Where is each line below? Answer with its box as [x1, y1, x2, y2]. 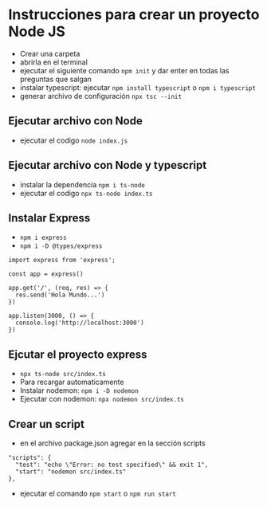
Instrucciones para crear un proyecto [8, 6, 260, 24]
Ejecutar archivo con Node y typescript [8, 159, 207, 172]
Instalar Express [8, 211, 91, 225]
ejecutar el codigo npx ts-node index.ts [19, 188, 153, 198]
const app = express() [8, 270, 84, 278]
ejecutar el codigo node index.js [19, 135, 128, 145]
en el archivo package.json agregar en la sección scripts [19, 438, 206, 448]
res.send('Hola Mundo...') [15, 291, 105, 300]
